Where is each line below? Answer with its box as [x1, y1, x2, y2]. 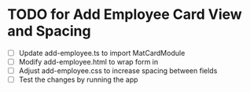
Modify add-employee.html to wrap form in [18, 57, 159, 66]
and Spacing [7, 22, 91, 40]
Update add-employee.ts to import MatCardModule [18, 48, 186, 57]
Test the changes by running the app [18, 75, 138, 84]
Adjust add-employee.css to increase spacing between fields [18, 66, 218, 75]
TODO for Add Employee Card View [7, 6, 243, 24]
